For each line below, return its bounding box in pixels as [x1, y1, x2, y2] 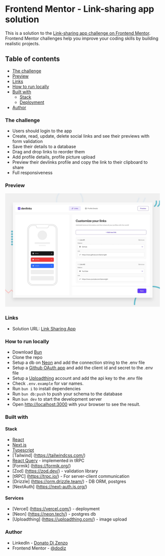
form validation [12, 139, 43, 145]
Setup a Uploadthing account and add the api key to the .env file [12, 375, 143, 381]
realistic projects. [5, 40, 40, 46]
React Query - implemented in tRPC [12, 458, 85, 464]
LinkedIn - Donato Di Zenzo [12, 540, 68, 546]
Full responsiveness [12, 170, 53, 176]
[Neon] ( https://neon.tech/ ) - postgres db [12, 511, 96, 517]
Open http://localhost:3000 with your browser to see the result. [12, 402, 141, 408]
